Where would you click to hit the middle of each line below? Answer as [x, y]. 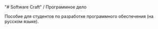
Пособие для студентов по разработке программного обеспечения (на [79, 16]
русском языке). [22, 22]
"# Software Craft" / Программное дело [46, 7]
